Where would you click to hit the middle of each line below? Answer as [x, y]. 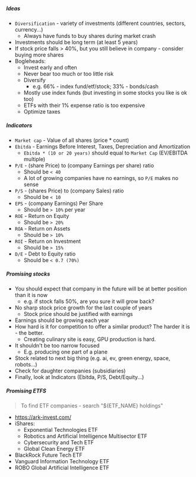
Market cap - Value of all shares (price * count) [72, 140]
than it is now [31, 295]
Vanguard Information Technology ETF [62, 461]
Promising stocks [28, 274]
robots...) [26, 364]
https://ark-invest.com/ [43, 417]
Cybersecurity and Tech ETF [59, 442]
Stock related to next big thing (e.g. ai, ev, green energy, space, [92, 358]
